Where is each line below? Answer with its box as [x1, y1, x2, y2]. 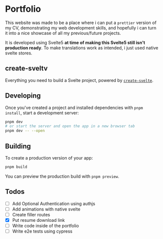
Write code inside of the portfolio [12, 222, 80, 229]
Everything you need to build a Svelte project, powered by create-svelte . [5, 77, 154, 83]
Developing [5, 92, 41, 100]
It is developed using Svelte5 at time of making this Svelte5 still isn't [5, 39, 145, 45]
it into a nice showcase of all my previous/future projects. [5, 30, 121, 36]
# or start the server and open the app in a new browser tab [5, 124, 135, 129]
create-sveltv [5, 64, 48, 73]
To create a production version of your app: [5, 155, 93, 160]
